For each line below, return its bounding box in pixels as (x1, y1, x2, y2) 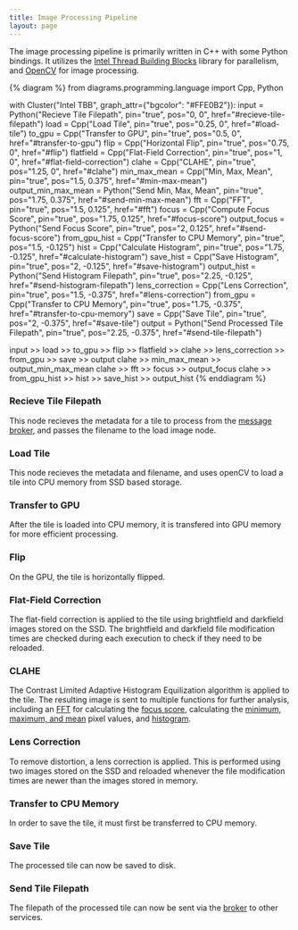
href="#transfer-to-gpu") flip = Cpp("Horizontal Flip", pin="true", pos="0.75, (9, 137, 290, 148)
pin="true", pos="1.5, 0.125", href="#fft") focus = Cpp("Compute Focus (9, 203, 270, 214)
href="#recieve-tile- (211, 109, 286, 120)
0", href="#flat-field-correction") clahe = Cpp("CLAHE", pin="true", (9, 156, 257, 167)
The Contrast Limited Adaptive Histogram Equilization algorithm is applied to (9, 685, 290, 696)
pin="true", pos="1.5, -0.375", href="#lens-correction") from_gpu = (9, 289, 256, 300)
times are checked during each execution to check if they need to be (9, 633, 262, 644)
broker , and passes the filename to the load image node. (9, 425, 217, 436)
